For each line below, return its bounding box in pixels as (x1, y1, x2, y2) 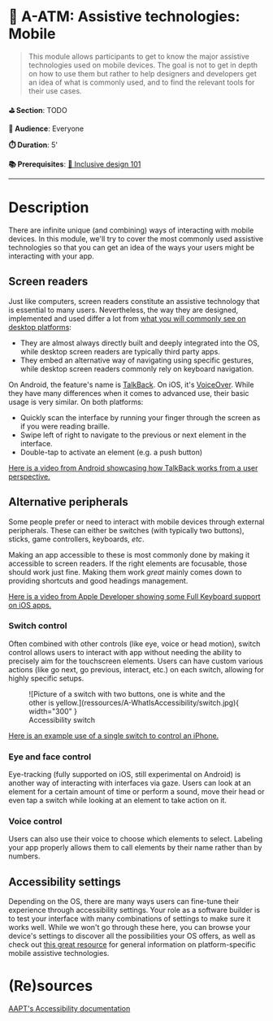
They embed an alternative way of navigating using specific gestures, (19, 355, 254, 365)
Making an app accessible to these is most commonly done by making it (8, 550, 250, 559)
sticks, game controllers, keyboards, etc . (8, 534, 145, 544)
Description (8, 198, 89, 217)
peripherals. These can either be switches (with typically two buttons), (8, 525, 245, 535)
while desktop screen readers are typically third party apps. (19, 346, 221, 356)
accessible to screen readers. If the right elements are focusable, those (8, 558, 248, 568)
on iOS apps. (8, 600, 52, 610)
